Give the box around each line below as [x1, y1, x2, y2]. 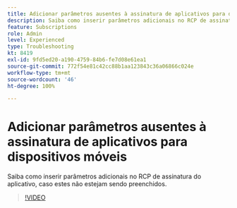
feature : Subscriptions [7, 23, 78, 30]
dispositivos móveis [7, 149, 128, 165]
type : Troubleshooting [7, 43, 74, 50]
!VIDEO [24, 193, 46, 202]
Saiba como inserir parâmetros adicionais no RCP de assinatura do [7, 172, 202, 181]
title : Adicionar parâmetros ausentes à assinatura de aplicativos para [7, 10, 226, 18]
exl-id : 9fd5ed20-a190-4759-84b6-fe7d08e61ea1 [7, 56, 147, 63]
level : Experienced [7, 37, 65, 44]
